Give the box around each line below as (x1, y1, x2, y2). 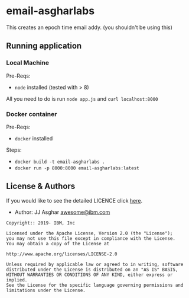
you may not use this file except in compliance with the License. (6, 235, 176, 241)
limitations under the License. (6, 287, 86, 293)
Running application (6, 41, 82, 51)
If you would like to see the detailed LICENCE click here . (6, 197, 143, 204)
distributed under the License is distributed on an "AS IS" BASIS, (6, 267, 178, 273)
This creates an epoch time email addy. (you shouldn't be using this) (6, 24, 173, 31)
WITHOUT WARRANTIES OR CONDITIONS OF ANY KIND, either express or (6, 271, 173, 278)
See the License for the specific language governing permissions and (6, 282, 184, 288)
